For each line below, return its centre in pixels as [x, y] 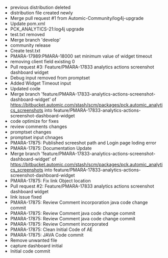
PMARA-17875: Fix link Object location [50, 181]
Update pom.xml [28, 23]
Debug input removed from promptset [50, 78]
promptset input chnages [37, 137]
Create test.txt [25, 51]
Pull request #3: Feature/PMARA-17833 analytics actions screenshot [82, 67]
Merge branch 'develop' [35, 40]
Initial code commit [30, 251]
